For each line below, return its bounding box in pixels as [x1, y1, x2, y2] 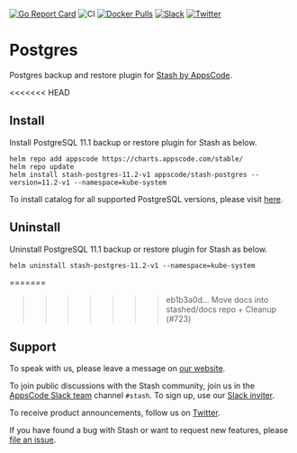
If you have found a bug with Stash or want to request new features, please [9, 425, 289, 436]
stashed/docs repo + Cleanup [166, 304, 277, 315]
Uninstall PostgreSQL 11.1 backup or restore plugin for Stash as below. [9, 244, 268, 254]
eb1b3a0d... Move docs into [166, 294, 269, 305]
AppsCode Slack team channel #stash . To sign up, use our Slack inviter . [9, 390, 275, 401]
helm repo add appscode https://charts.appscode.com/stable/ [9, 154, 244, 164]
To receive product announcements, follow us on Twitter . [9, 407, 220, 418]
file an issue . [9, 434, 57, 445]
